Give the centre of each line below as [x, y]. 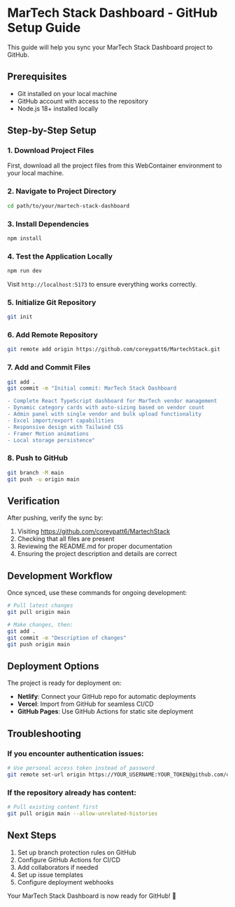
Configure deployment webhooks [65, 882]
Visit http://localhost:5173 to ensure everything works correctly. [102, 284]
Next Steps [32, 836]
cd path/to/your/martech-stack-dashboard [69, 206]
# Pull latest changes [40, 606]
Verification [34, 501]
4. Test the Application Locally [60, 256]
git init [20, 317]
